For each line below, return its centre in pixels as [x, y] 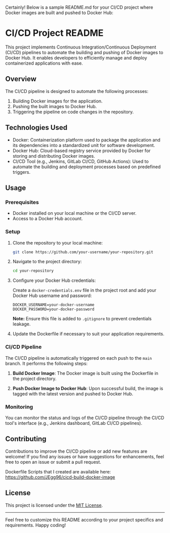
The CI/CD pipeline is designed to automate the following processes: [77, 91]
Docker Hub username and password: [52, 296]
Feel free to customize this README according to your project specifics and [84, 519]
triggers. [22, 172]
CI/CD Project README [54, 33]
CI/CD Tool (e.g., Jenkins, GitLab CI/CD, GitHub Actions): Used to [81, 161]
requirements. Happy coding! [36, 525]
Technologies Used [36, 128]
